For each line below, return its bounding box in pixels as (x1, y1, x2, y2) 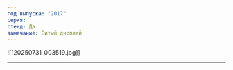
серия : (7, 17, 26, 24)
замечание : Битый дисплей (7, 29, 82, 37)
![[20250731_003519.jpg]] (7, 49, 81, 57)
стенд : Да (7, 23, 36, 30)
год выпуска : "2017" (7, 10, 67, 17)
